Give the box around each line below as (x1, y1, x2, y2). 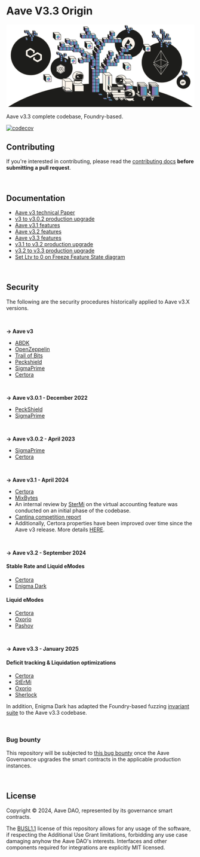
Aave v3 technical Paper (14, 209, 75, 216)
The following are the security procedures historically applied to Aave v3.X (6, 298, 190, 305)
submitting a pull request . (6, 164, 72, 172)
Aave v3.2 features (14, 228, 61, 235)
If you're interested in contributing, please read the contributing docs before (6, 158, 194, 165)
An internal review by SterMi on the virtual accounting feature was (14, 500, 178, 507)
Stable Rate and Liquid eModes (6, 563, 85, 570)
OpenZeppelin (14, 345, 50, 353)
